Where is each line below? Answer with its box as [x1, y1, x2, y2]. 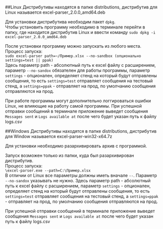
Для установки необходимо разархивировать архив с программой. [5, 143, 147, 149]
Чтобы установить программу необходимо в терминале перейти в [5, 24, 145, 30]
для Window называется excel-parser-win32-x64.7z [5, 134, 113, 139]
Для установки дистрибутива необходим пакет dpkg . [5, 19, 116, 25]
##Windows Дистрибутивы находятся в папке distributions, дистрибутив [5, 128, 157, 134]
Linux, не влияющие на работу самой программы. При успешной [5, 103, 142, 109]
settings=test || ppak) [5, 58, 54, 63]
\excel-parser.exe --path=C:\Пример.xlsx [5, 168, 91, 173]
